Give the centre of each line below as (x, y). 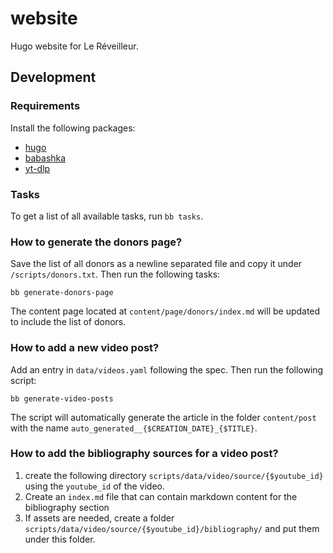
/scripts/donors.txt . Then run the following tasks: (115, 274)
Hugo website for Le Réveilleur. (74, 46)
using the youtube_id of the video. (95, 486)
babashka (45, 158)
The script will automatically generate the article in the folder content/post (163, 417)
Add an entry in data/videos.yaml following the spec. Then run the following (167, 369)
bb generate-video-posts (62, 398)
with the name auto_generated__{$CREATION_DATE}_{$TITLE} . (134, 428)
